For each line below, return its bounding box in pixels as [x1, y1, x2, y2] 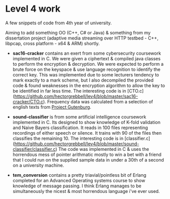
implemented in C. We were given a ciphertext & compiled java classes [12, 55, 161, 61]
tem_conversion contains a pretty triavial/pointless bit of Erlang [12, 172, 146, 178]
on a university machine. [12, 162, 64, 168]
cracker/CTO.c [12, 98, 44, 104]
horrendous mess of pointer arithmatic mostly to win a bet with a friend [12, 151, 161, 157]
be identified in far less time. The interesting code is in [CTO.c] [12, 88, 144, 94]
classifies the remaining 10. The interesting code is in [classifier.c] [12, 135, 151, 141]
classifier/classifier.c [12, 146, 56, 152]
